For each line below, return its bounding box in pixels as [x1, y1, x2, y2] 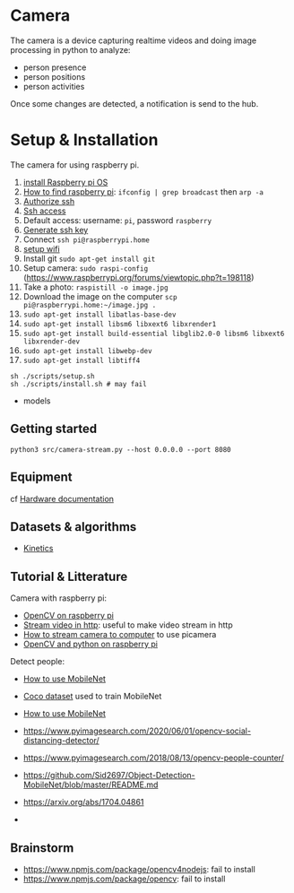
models [22, 395, 51, 406]
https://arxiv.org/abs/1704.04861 [22, 797, 144, 808]
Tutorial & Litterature [10, 568, 128, 584]
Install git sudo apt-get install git [22, 253, 156, 264]
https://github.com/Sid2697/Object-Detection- [22, 770, 195, 781]
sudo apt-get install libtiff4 [22, 356, 141, 365]
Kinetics [22, 543, 54, 554]
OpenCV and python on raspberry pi [22, 638, 158, 650]
